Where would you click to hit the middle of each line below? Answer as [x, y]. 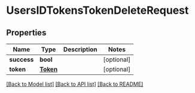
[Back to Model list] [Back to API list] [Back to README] [75, 84]
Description [80, 49]
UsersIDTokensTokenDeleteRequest [97, 10]
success [22, 59]
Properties [26, 33]
